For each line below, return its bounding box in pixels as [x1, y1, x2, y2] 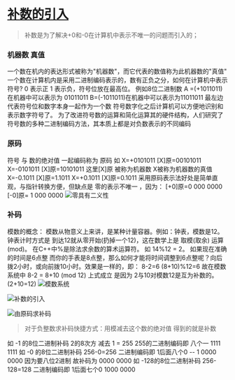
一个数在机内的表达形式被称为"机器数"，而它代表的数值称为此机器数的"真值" [7, 67, 227, 75]
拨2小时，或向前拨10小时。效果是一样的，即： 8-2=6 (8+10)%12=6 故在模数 [7, 262, 227, 270]
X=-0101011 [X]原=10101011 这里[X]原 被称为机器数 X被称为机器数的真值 [7, 165, 213, 173]
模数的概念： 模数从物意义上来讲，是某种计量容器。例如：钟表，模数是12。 [7, 227, 224, 235]
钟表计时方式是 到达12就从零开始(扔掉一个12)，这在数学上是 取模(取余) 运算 [7, 235, 224, 244]
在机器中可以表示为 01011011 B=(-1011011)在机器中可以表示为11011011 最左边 [7, 94, 224, 102]
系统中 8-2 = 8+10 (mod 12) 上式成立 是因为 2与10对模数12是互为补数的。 [7, 270, 218, 279]
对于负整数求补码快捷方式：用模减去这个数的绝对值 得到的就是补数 [24, 324, 217, 332]
